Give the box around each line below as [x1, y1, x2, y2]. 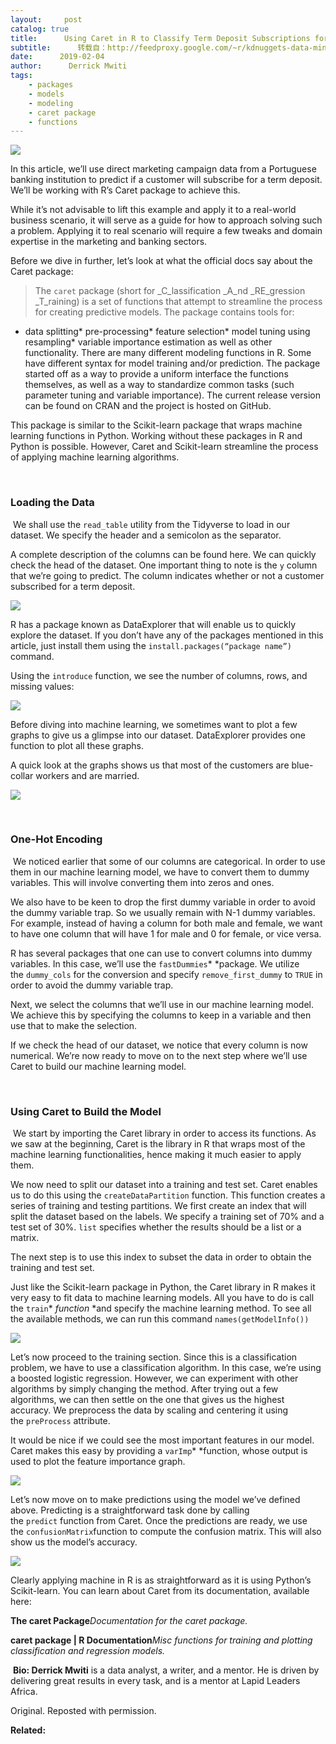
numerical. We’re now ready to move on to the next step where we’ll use [10, 1049, 308, 1061]
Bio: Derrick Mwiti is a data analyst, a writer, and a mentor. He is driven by [12, 1664, 320, 1676]
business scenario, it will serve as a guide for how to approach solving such [10, 214, 323, 226]
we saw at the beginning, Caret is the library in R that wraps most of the [10, 1138, 306, 1150]
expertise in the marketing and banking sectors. [10, 236, 208, 248]
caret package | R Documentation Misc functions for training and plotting [10, 1634, 313, 1646]
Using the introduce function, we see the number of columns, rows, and [10, 669, 308, 681]
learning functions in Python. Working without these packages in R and [10, 430, 303, 442]
